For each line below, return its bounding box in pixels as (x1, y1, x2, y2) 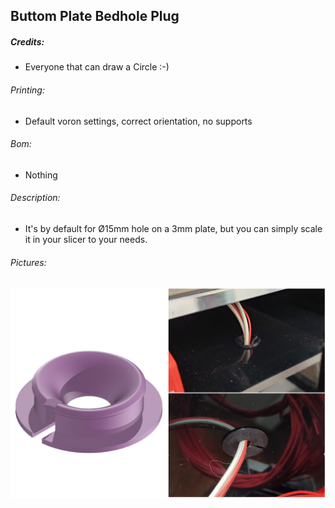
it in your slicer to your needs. (24, 233, 148, 245)
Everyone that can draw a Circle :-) (24, 61, 170, 73)
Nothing (24, 169, 58, 181)
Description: (10, 192, 61, 204)
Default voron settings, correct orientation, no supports (24, 115, 253, 127)
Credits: (10, 35, 45, 48)
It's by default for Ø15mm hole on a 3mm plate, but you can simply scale (24, 222, 323, 234)
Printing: (10, 84, 45, 96)
